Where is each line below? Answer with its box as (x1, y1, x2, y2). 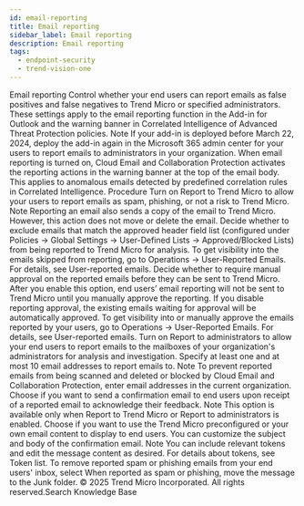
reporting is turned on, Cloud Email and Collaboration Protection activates (9, 157, 286, 168)
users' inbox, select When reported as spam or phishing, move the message (9, 467, 296, 478)
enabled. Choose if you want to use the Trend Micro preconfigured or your (9, 418, 289, 429)
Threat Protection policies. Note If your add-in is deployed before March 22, (9, 128, 294, 139)
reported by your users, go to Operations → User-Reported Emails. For (9, 321, 275, 333)
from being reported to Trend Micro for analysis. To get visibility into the (9, 243, 279, 255)
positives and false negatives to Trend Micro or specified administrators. (9, 98, 281, 109)
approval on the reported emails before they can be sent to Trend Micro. (9, 273, 280, 284)
